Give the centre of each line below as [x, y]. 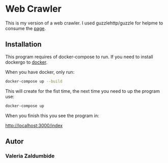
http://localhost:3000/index [34, 125]
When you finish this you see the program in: [52, 116]
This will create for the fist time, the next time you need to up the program [83, 91]
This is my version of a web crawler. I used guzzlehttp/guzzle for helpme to [84, 23]
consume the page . [26, 28]
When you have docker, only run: [40, 72]
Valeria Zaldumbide [30, 156]
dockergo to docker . [26, 62]
